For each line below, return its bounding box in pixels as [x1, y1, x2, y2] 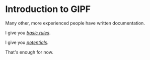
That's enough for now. [5, 49, 54, 55]
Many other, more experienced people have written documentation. [5, 20, 145, 26]
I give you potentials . [5, 39, 49, 45]
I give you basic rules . [5, 29, 51, 35]
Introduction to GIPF [5, 3, 91, 15]
